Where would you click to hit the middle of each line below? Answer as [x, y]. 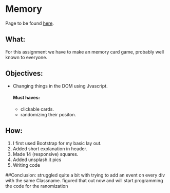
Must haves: [26, 98]
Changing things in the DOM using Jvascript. [60, 86]
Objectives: [24, 73]
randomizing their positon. [48, 114]
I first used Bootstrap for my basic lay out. [57, 143]
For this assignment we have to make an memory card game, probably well [85, 51]
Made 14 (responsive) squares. [45, 154]
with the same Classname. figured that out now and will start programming [84, 180]
